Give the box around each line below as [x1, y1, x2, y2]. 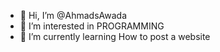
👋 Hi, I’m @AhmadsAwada [19, 10, 128, 21]
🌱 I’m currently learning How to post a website [19, 31, 211, 42]
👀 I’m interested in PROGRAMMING [19, 20, 165, 32]
